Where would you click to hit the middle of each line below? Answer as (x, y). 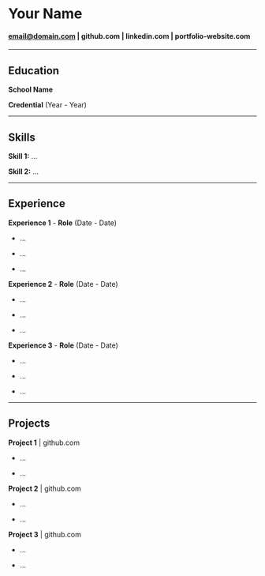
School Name (31, 90)
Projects (29, 424)
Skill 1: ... (23, 156)
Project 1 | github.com (44, 442)
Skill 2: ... (24, 171)
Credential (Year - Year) (47, 105)
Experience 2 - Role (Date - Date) (63, 284)
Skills (22, 137)
